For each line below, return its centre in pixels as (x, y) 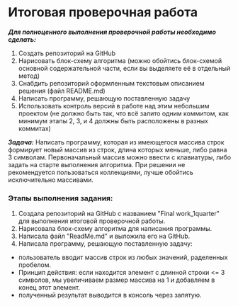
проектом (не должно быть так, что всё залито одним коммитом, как (124, 113)
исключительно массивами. (51, 180)
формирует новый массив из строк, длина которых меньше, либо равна (118, 149)
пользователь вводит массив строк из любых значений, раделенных (123, 257)
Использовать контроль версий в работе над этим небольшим (114, 106)
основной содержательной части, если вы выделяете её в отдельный (124, 68)
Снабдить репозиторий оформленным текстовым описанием (111, 83)
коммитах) (35, 128)
